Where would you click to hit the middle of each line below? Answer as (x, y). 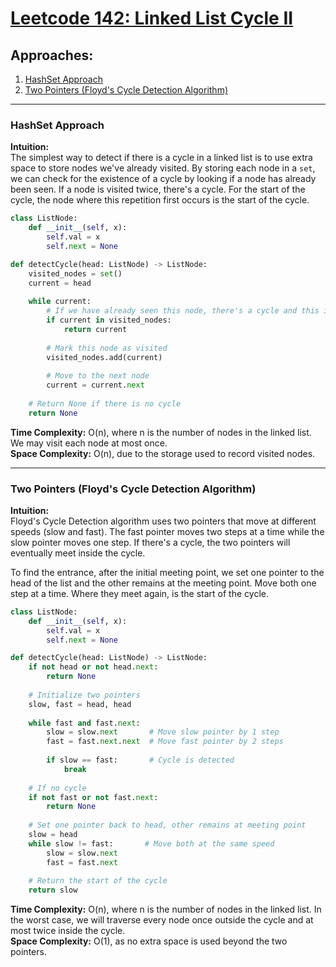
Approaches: (52, 55)
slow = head (53, 835)
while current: (60, 302)
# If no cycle (57, 788)
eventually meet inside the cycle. (78, 553)
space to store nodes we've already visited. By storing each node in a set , (163, 168)
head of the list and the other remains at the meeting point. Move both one (163, 583)
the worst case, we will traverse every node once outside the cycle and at (162, 920)
